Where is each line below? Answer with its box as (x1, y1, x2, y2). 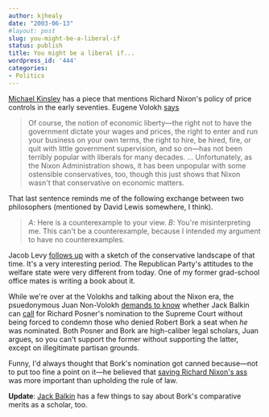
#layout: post (8, 27, 56, 35)
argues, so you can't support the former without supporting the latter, (8, 334, 239, 344)
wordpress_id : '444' (8, 57, 78, 65)
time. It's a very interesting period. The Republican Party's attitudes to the (8, 258, 254, 268)
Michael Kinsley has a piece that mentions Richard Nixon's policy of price (8, 93, 252, 103)
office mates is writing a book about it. (8, 275, 135, 286)
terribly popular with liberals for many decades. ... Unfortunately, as (27, 152, 252, 162)
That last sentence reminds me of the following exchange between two (8, 193, 244, 203)
